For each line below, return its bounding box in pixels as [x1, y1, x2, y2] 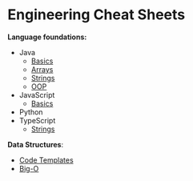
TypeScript [18, 115, 56, 125]
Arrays [30, 64, 54, 74]
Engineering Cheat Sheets [7, 6, 186, 24]
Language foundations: [7, 32, 87, 42]
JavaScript [18, 90, 55, 99]
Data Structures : [7, 139, 64, 149]
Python [18, 107, 43, 117]
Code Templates [18, 155, 74, 165]
